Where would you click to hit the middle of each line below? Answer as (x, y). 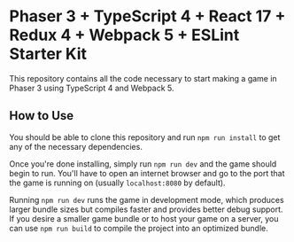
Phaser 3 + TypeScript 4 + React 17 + (147, 16)
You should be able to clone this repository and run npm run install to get (145, 137)
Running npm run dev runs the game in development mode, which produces (147, 199)
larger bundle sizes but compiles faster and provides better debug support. (146, 209)
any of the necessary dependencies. (76, 146)
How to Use (42, 116)
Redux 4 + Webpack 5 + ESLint (124, 35)
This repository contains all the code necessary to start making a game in (143, 78)
